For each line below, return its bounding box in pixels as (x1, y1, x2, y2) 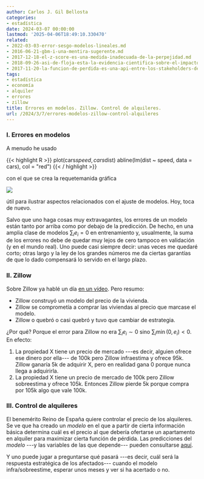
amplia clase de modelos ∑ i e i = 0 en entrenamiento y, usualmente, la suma (6, 229, 193, 238)
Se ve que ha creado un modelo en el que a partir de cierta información (6, 422, 185, 429)
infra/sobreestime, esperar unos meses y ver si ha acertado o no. (6, 466, 170, 473)
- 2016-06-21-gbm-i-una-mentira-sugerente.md (6, 49, 123, 55)
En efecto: (6, 336, 32, 343)
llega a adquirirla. (15, 367, 59, 374)
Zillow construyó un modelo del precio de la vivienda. (15, 297, 149, 304)
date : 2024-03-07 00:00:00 (6, 26, 75, 32)
